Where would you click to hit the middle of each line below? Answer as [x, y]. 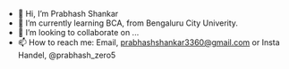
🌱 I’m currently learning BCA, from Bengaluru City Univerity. [128, 23]
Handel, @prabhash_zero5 [67, 55]
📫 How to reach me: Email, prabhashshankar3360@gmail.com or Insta [149, 42]
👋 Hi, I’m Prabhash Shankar [68, 14]
